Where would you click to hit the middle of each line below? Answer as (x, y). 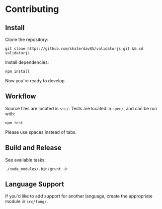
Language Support (35, 184)
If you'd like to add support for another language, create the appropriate (79, 196)
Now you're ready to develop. (36, 81)
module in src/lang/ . (27, 202)
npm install (17, 71)
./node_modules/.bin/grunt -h (37, 169)
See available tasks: (26, 160)
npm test (14, 123)
